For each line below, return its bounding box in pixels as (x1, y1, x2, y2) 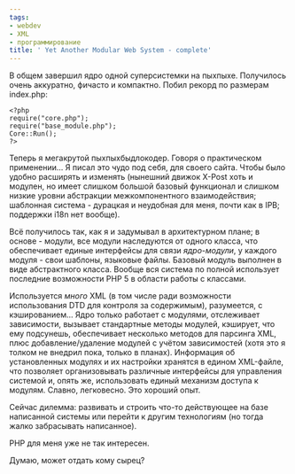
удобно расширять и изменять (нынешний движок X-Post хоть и (9, 172, 254, 183)
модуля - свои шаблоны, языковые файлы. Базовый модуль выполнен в (9, 254, 282, 266)
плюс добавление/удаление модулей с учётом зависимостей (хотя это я (9, 338, 286, 348)
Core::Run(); (9, 129, 58, 138)
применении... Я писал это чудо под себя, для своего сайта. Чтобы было (9, 162, 286, 173)
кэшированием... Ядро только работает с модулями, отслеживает (9, 309, 260, 320)
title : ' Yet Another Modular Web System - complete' (9, 46, 213, 55)
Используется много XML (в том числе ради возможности (9, 291, 232, 301)
